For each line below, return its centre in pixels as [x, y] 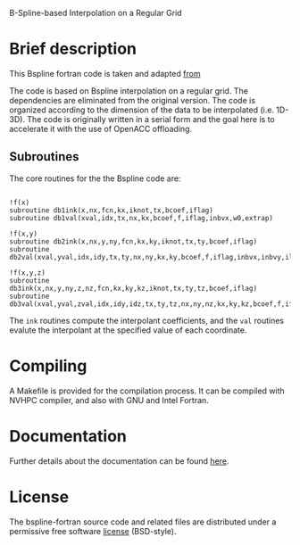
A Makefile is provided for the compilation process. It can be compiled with [147, 391]
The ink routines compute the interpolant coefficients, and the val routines [146, 320]
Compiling [48, 366]
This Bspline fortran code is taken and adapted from [105, 73]
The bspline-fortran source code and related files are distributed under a [143, 522]
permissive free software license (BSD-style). [93, 531]
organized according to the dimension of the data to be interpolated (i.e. [142, 110]
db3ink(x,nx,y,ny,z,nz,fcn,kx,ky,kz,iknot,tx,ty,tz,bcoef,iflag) [133, 288]
